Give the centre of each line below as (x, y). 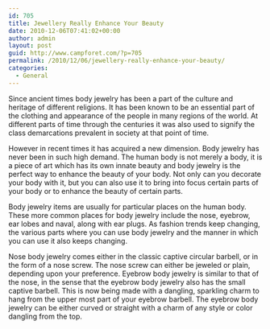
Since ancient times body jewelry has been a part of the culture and (121, 98)
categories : (28, 68)
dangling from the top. (46, 316)
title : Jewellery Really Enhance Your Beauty (86, 23)
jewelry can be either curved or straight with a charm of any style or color (131, 307)
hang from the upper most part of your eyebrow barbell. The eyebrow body (133, 299)
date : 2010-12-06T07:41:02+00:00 (64, 31)
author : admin (32, 38)
